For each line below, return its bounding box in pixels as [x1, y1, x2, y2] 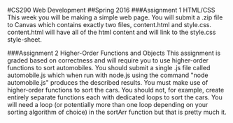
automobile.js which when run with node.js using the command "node [7, 71, 209, 79]
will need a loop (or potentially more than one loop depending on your [7, 101, 209, 108]
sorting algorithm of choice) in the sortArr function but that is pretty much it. [7, 108, 227, 116]
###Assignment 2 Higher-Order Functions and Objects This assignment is [7, 49, 221, 57]
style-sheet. [7, 35, 42, 44]
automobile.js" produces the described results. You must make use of [7, 79, 209, 86]
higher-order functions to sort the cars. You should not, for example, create [7, 86, 225, 94]
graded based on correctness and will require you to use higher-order [7, 56, 209, 65]
